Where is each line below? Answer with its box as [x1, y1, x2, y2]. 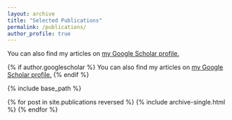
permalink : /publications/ [7, 23, 87, 30]
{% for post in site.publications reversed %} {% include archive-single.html [7, 98, 226, 107]
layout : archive [7, 10, 55, 18]
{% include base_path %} [7, 84, 82, 92]
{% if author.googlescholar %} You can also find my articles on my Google [7, 63, 224, 71]
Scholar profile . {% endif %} [7, 71, 90, 79]
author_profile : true [7, 30, 71, 37]
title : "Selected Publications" [7, 17, 102, 24]
